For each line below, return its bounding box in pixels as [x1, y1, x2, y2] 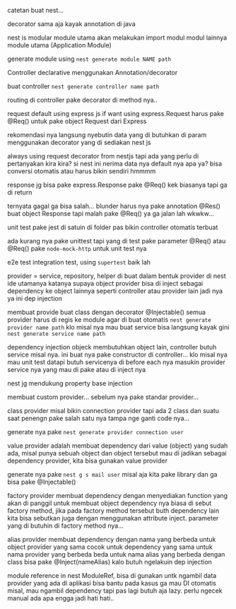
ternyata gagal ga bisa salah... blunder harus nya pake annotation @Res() [7, 202, 220, 210]
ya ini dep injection [7, 294, 62, 303]
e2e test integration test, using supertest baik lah [7, 258, 151, 266]
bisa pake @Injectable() [7, 477, 76, 486]
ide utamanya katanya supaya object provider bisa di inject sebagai [7, 279, 203, 287]
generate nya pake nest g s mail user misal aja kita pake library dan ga [7, 470, 218, 478]
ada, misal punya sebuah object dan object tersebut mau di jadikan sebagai [7, 449, 228, 457]
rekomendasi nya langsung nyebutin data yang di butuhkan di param [7, 131, 207, 139]
